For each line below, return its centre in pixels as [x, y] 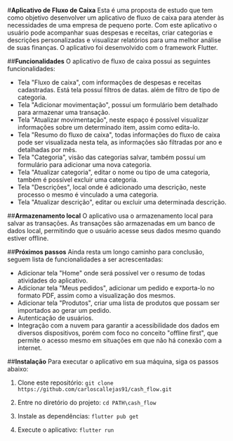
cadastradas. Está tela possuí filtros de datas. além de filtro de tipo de [118, 90]
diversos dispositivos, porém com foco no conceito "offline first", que [118, 333]
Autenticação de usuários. [55, 318]
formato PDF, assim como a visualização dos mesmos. [96, 296]
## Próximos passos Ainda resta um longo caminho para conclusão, [106, 252]
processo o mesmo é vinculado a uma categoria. [88, 194]
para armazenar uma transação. [64, 112]
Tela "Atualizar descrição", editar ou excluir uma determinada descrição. [122, 202]
